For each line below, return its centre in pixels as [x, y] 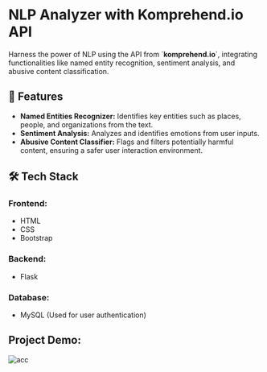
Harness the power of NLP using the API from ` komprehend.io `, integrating [133, 54]
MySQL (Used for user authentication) [83, 315]
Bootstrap [36, 238]
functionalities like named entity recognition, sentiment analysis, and [122, 63]
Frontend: [28, 204]
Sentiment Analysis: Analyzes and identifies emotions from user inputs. [140, 133]
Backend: [27, 259]
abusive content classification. [59, 71]
